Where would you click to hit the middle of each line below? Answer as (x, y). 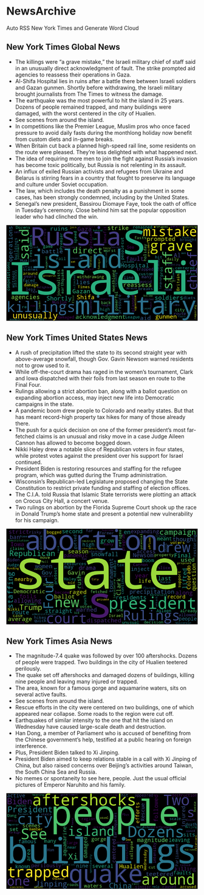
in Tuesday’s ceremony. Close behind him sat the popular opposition (100, 210)
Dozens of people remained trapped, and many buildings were (93, 107)
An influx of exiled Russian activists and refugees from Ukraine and (99, 171)
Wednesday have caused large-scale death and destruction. (90, 727)
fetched (25, 436)
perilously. (28, 669)
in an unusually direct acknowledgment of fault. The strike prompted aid (105, 68)
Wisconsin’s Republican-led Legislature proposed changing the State (101, 482)
